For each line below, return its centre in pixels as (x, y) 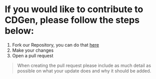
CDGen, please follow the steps (72, 20)
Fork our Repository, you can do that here (55, 45)
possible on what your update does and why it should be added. (84, 71)
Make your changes (33, 50)
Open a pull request (33, 55)
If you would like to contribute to (74, 9)
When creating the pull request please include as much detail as (84, 65)
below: (19, 31)
